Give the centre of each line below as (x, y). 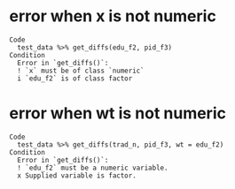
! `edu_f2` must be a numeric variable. (93, 168)
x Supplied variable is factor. (77, 175)
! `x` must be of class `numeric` (81, 71)
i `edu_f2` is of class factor (75, 78)
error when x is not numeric (113, 16)
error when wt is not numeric (117, 113)
